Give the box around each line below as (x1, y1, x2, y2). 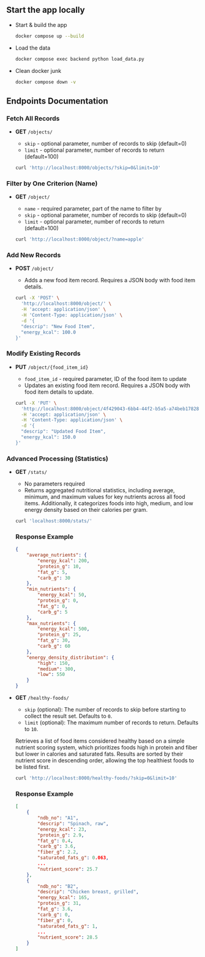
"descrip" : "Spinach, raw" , (37, 820, 109, 827)
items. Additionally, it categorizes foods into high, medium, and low (24, 500, 194, 507)
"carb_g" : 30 (37, 575, 71, 581)
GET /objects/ (15, 128, 53, 135)
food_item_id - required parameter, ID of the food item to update (24, 375, 187, 382)
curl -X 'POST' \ (15, 295, 60, 301)
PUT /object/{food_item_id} (15, 363, 89, 370)
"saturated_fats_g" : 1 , (37, 923, 98, 929)
